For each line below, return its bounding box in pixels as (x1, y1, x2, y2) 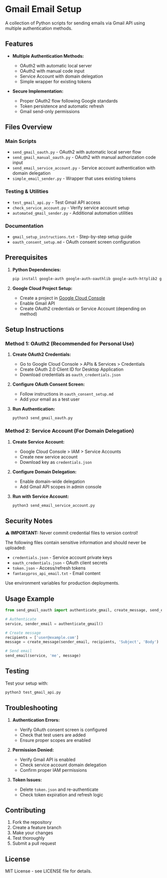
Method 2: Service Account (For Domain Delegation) (5, 428, 134, 435)
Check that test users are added (19, 732, 86, 738)
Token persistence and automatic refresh (19, 103, 104, 109)
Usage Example (5, 594, 55, 603)
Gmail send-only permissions (19, 108, 80, 114)
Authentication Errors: (12, 717, 60, 723)
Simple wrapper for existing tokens (19, 78, 91, 84)
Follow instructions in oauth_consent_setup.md (19, 391, 114, 397)
